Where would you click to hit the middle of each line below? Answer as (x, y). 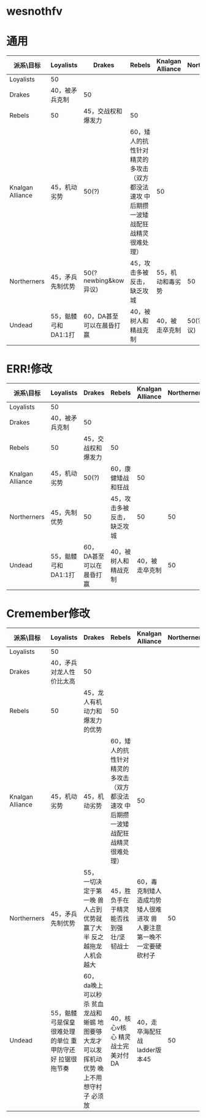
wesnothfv (35, 11)
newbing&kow (104, 281)
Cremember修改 (48, 614)
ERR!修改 (29, 369)
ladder (146, 1050)
